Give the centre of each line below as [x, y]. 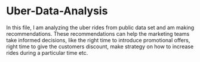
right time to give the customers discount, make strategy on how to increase [100, 46]
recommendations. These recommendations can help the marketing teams [98, 33]
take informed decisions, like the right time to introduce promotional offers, [98, 40]
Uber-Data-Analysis [57, 11]
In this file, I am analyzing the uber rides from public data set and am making [100, 27]
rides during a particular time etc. [47, 52]
